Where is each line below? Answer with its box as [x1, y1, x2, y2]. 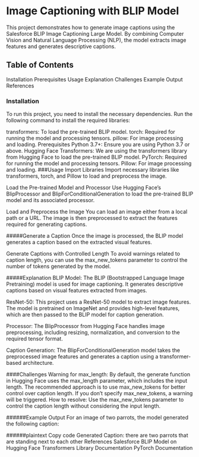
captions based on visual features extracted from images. [6, 287, 147, 294]
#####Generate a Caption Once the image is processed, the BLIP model [6, 232, 184, 239]
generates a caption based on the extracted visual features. [6, 239, 153, 246]
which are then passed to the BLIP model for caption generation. [6, 311, 165, 319]
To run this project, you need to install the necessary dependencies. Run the [6, 111, 193, 118]
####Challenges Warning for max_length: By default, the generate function [6, 371, 191, 378]
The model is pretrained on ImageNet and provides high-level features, [6, 305, 180, 312]
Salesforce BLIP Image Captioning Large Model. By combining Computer [6, 30, 184, 37]
